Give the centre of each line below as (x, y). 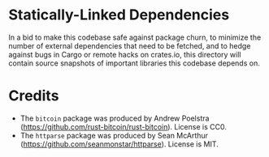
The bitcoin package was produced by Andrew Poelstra (115, 118)
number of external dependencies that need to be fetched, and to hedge (130, 45)
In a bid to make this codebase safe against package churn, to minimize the (135, 37)
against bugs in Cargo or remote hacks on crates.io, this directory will (125, 54)
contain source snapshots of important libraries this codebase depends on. (134, 63)
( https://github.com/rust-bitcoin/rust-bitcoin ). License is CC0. (124, 126)
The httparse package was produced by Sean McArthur (114, 135)
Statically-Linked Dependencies (119, 15)
